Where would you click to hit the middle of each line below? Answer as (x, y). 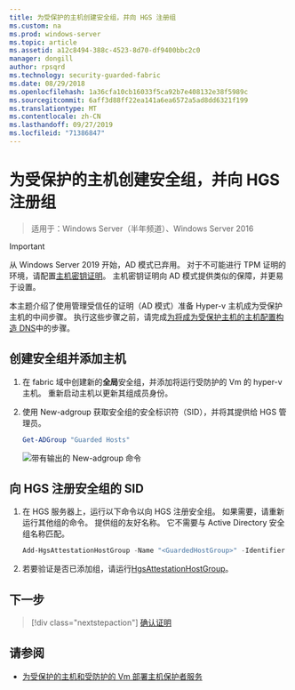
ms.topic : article (43, 42)
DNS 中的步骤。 (47, 328)
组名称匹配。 (45, 534)
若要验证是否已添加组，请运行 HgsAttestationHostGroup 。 (128, 569)
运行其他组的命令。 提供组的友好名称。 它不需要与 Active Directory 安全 (153, 523)
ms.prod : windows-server (55, 34)
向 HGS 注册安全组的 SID (76, 489)
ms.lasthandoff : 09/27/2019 (61, 125)
